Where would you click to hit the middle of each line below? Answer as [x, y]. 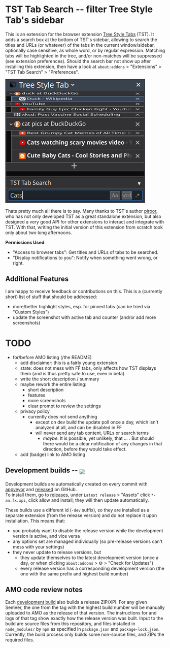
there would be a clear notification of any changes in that [103, 443]
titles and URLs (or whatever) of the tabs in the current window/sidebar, [80, 45]
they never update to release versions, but [57, 552]
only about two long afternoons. [39, 233]
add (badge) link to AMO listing [53, 454]
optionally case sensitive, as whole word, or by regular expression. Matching [85, 50]
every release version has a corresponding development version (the [92, 568]
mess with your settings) [38, 546]
